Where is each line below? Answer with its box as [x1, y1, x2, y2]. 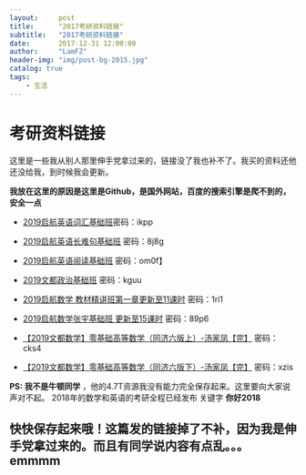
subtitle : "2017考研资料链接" [9, 30, 125, 39]
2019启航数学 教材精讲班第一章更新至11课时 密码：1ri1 [22, 293, 223, 305]
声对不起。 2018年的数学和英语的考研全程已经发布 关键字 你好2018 [9, 392, 261, 403]
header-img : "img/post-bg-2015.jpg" [9, 56, 148, 65]
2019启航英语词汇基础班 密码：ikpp [22, 216, 153, 227]
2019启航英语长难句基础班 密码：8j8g [22, 236, 164, 247]
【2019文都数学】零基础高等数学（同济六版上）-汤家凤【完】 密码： [22, 332, 279, 343]
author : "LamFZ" [9, 47, 88, 56]
